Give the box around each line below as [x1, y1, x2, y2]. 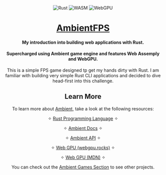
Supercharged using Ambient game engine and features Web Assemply [6, 51, 160, 57]
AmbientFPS [56, 23, 110, 34]
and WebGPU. [68, 56, 98, 62]
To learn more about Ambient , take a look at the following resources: [12, 105, 154, 112]
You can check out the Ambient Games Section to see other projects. [11, 164, 155, 170]
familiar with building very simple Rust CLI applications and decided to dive [5, 72, 161, 78]
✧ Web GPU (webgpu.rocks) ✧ [51, 144, 115, 150]
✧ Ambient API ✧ [65, 135, 101, 141]
